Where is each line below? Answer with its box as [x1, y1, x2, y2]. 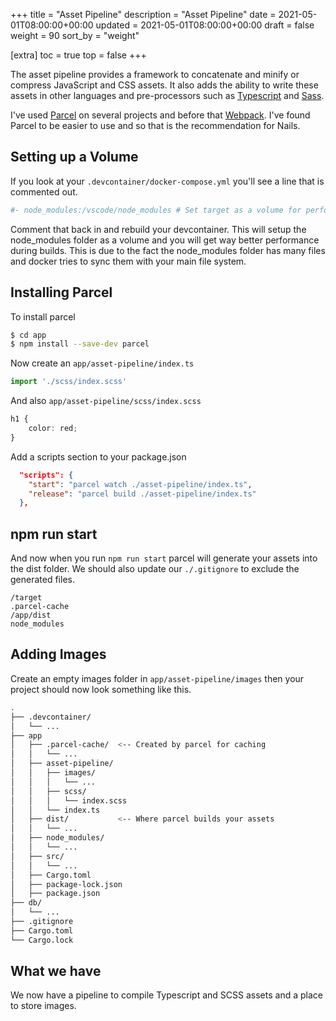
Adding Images [10, 646, 107, 663]
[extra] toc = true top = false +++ [10, 49, 147, 61]
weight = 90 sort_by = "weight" [10, 30, 140, 41]
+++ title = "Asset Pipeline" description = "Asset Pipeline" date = [10, 9, 277, 20]
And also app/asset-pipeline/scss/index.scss [10, 395, 202, 407]
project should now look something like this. [10, 683, 192, 695]
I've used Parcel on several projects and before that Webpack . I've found [10, 109, 311, 121]
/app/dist [10, 610, 52, 621]
